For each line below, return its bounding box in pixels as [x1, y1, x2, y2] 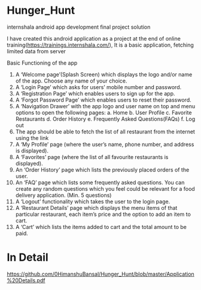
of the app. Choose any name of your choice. [15, 77, 127, 84]
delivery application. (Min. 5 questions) [15, 191, 112, 199]
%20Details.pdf [7, 276, 45, 284]
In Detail [7, 251, 48, 264]
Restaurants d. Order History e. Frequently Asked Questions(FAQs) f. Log [15, 115, 196, 123]
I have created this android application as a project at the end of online [7, 35, 181, 42]
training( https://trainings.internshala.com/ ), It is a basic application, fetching [7, 41, 194, 48]
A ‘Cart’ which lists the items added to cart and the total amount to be [15, 223, 187, 230]
